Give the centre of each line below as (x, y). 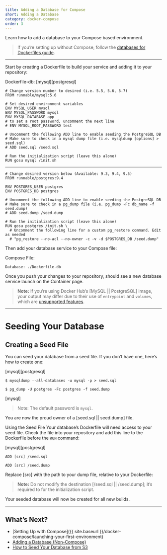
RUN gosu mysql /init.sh (31, 160)
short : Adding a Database (32, 14)
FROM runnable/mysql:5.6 (31, 95)
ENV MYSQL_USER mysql (28, 108)
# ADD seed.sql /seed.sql (32, 148)
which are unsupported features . (51, 302)
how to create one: (24, 362)
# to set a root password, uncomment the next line (60, 121)
